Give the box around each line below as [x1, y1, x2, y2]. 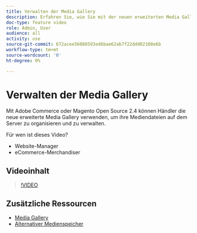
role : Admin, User [6, 25, 51, 31]
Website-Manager [14, 143, 59, 150]
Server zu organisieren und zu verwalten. [6, 120, 106, 127]
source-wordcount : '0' [6, 52, 62, 58]
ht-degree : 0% [6, 58, 41, 63]
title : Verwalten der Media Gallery [6, 8, 96, 15]
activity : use [6, 36, 41, 42]
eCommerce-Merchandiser [14, 149, 80, 156]
